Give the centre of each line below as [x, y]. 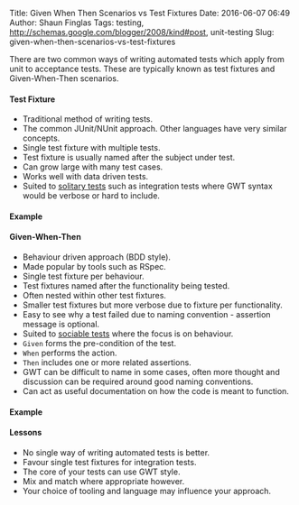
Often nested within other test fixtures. [94, 295]
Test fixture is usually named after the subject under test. [129, 158]
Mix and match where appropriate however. [103, 481]
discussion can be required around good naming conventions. [138, 381]
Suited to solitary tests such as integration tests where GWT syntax [147, 186]
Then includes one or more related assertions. [107, 363]
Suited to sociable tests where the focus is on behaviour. [128, 334]
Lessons [26, 433]
